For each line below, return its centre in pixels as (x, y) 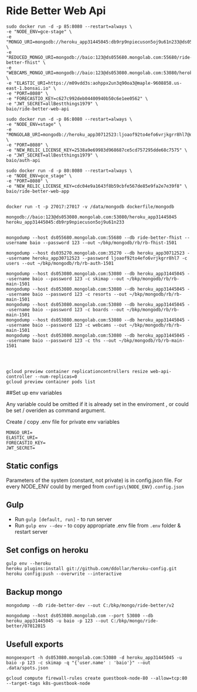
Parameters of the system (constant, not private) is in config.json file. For (94, 480)
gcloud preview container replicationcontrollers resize (77, 371)
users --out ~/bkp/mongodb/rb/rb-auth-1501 (60, 263)
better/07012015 (26, 626)
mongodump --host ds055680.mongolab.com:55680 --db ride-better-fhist (94, 237)
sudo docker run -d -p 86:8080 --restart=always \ (69, 119)
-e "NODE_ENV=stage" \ (34, 124)
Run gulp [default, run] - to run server (63, 519)
